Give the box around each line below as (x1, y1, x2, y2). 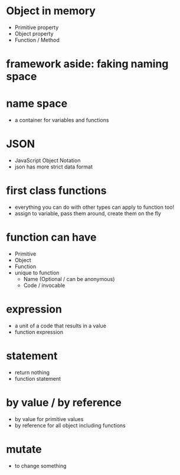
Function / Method (14, 36, 60, 43)
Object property (14, 30, 54, 37)
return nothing (14, 369, 50, 376)
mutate (6, 442, 42, 456)
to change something (14, 462, 67, 469)
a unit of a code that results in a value (14, 322, 106, 329)
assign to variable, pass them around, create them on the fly (14, 209, 161, 217)
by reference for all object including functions (14, 422, 126, 429)
